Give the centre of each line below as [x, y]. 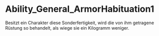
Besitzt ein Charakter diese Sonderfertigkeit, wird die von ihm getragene [79, 23]
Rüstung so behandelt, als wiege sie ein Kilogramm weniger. [67, 28]
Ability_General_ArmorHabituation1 [80, 9]
